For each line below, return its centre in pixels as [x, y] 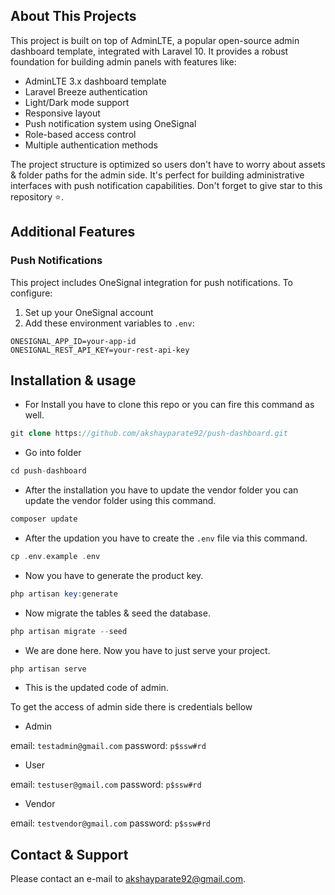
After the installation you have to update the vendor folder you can [161, 490]
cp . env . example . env [55, 556]
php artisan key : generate [64, 594]
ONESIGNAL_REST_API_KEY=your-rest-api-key [100, 350]
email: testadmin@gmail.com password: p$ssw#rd [108, 746]
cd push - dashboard [48, 471]
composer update [44, 519]
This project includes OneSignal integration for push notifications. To [151, 282]
